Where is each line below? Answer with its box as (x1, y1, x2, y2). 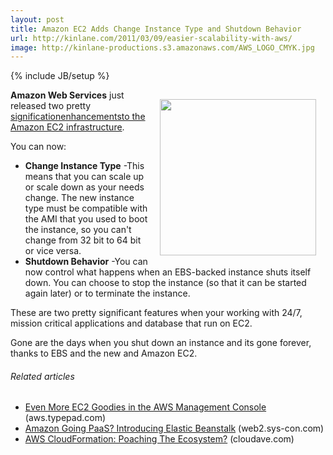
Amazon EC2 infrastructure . (10, 121, 125, 133)
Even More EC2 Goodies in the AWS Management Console (24, 401, 267, 413)
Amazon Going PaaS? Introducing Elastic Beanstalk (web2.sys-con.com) (24, 422, 325, 435)
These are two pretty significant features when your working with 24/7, (10, 307, 303, 319)
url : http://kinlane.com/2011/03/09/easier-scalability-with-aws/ (10, 33, 293, 43)
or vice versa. (24, 245, 82, 257)
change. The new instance (24, 192, 135, 204)
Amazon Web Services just (10, 89, 125, 101)
